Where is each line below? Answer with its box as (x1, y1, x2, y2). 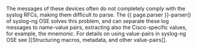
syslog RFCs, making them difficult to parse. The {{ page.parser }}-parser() (6, 11, 192, 18)
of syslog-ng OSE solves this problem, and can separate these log (6, 18, 169, 24)
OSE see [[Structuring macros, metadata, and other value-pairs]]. (6, 37, 167, 43)
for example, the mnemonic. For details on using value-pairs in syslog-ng (6, 30, 186, 37)
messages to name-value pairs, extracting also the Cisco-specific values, (6, 24, 187, 31)
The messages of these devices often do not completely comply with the (6, 5, 186, 12)
